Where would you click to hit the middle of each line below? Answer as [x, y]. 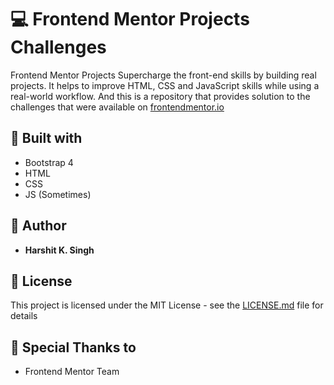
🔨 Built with [46, 138]
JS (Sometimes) [58, 194]
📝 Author [38, 226]
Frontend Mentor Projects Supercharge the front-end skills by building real [163, 75]
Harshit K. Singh [59, 250]
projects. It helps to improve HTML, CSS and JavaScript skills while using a [165, 85]
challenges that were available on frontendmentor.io [117, 107]
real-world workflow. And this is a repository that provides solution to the [160, 96]
